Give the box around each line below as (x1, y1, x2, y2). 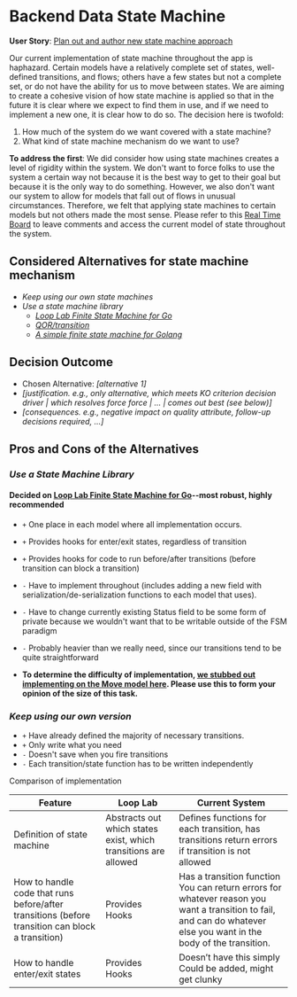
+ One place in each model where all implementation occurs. (21, 519, 243, 530)
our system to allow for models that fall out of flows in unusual (9, 191, 236, 201)
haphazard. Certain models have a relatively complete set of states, (9, 62, 255, 73)
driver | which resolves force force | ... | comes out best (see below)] (21, 397, 272, 408)
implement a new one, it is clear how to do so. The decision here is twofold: (9, 109, 285, 120)
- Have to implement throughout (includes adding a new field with (21, 580, 263, 591)
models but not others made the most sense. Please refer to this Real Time (9, 209, 281, 220)
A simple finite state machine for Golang (34, 329, 183, 339)
